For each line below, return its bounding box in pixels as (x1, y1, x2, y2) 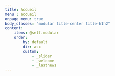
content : (5, 26, 23, 31)
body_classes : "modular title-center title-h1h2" (5, 21, 111, 26)
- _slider (31, 53, 52, 59)
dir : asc (23, 44, 41, 49)
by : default (23, 40, 48, 45)
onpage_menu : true (5, 16, 43, 21)
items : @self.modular (14, 30, 59, 35)
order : (14, 35, 28, 40)
